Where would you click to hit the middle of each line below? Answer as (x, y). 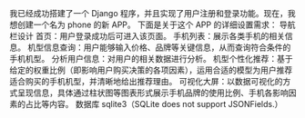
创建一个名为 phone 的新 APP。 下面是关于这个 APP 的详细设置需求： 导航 (156, 25)
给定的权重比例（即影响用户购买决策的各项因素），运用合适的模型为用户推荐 (151, 70)
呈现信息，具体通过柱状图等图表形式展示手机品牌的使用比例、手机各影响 (152, 93)
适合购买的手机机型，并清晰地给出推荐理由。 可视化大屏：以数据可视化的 (146, 81)
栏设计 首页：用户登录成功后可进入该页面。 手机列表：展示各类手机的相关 (147, 36)
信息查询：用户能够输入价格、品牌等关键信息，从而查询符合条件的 (167, 47)
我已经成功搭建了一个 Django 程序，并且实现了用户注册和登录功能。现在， (149, 13)
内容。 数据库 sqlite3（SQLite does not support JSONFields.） (166, 104)
